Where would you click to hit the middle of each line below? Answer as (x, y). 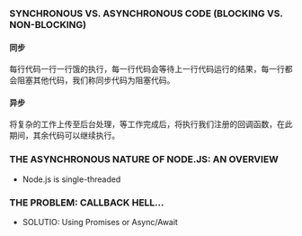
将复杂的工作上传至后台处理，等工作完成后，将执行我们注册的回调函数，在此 (151, 124)
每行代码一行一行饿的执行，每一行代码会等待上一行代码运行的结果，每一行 (147, 69)
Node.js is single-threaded (71, 179)
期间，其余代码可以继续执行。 (64, 136)
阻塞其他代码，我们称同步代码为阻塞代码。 (96, 80)
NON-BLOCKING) (48, 24)
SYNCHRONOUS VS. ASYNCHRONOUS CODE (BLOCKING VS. (146, 14)
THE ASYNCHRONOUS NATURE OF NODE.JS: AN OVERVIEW (144, 159)
